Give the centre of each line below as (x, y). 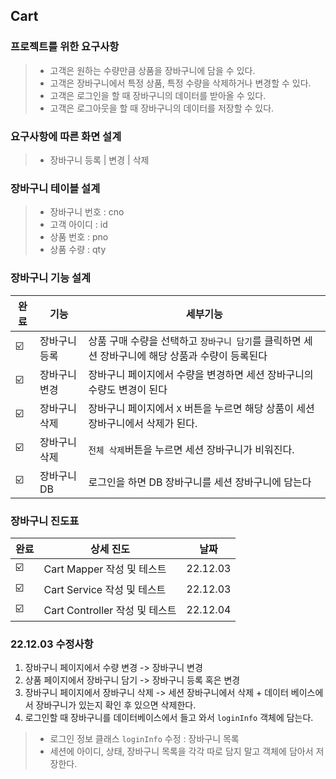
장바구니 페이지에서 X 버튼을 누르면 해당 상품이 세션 (201, 408)
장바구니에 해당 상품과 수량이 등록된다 (183, 356)
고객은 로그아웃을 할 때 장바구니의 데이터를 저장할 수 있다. (162, 108)
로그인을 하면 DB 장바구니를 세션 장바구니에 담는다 (200, 482)
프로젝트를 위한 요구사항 (65, 47)
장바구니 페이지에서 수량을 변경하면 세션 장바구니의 (201, 374)
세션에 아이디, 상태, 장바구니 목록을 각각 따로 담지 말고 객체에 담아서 (181, 751)
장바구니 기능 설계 (51, 278)
